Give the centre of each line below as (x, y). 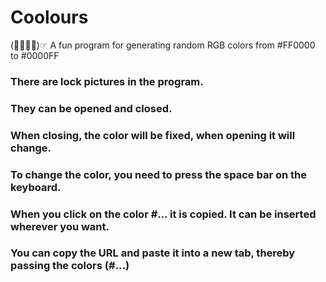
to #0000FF (35, 55)
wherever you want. (60, 226)
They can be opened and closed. (91, 108)
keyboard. (36, 187)
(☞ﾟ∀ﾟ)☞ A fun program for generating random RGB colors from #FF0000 (163, 45)
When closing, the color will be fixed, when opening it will (153, 135)
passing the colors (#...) (70, 266)
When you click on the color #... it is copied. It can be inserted (163, 214)
